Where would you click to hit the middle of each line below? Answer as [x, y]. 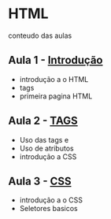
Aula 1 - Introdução [55, 60]
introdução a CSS [48, 156]
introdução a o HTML [54, 79]
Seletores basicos [48, 209]
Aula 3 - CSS [40, 181]
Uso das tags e [44, 139]
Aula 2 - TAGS [43, 121]
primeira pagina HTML [56, 96]
